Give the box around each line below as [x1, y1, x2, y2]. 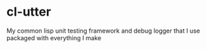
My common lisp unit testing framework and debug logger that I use [6, 27, 200, 35]
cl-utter [6, 4, 51, 20]
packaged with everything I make [6, 33, 102, 42]
